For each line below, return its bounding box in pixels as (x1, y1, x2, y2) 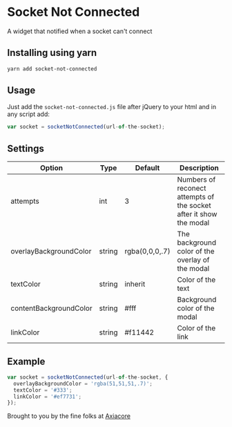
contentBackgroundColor (10, 303, 93, 313)
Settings (7, 142, 45, 154)
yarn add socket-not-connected (7, 65, 97, 73)
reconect (177, 184, 206, 193)
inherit (124, 279, 146, 289)
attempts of (177, 192, 215, 202)
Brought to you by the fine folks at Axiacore (7, 412, 131, 420)
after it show (177, 209, 217, 219)
